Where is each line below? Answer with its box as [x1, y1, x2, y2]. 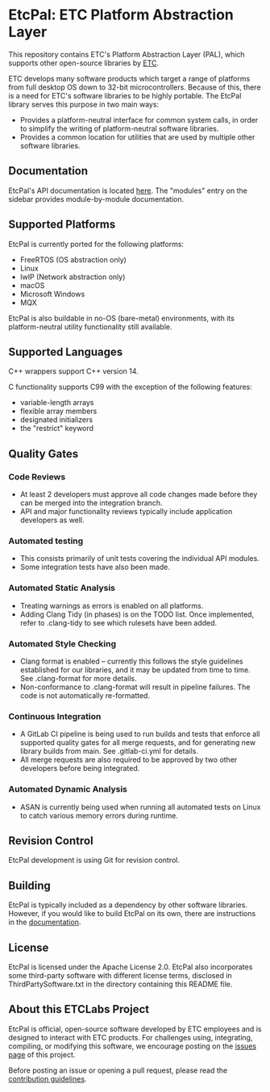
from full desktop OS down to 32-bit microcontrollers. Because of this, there [8, 82, 261, 92]
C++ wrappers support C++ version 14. [8, 366, 139, 376]
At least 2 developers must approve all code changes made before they [19, 490, 258, 500]
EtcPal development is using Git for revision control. [8, 856, 180, 865]
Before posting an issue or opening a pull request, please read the [8, 1065, 228, 1075]
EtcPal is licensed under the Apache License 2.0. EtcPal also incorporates [8, 962, 253, 972]
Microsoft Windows [19, 289, 85, 299]
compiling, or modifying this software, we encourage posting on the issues [8, 1041, 256, 1051]
